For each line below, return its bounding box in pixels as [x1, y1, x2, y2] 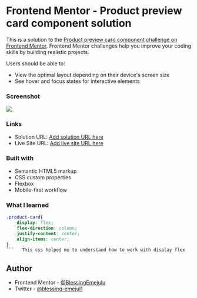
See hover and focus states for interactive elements [14, 78, 140, 85]
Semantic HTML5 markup [14, 168, 77, 175]
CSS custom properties [14, 173, 72, 180]
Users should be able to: [6, 60, 66, 67]
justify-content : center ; [16, 230, 81, 236]
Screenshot [6, 92, 40, 101]
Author [6, 263, 32, 273]
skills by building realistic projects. [6, 48, 89, 55]
